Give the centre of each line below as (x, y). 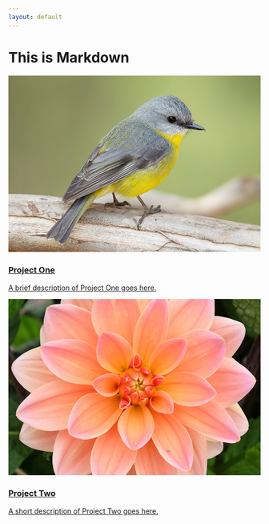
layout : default (35, 17)
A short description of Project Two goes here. (83, 511)
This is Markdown (69, 57)
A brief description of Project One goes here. (82, 288)
